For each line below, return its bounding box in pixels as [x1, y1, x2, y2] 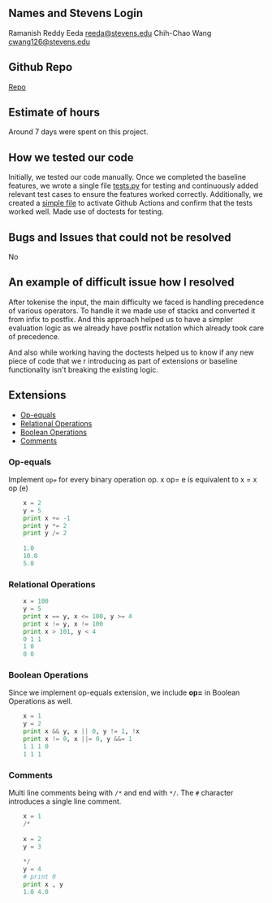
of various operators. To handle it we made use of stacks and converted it [8, 305, 256, 316]
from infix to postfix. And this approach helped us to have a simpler [8, 314, 234, 324]
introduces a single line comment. [8, 796, 122, 806]
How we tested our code [8, 150, 134, 164]
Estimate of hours [8, 106, 100, 120]
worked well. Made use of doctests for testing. [8, 207, 164, 216]
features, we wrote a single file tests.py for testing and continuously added [8, 181, 259, 190]
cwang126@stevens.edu [8, 37, 91, 46]
